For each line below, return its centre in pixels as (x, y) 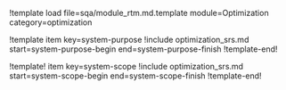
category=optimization (51, 22)
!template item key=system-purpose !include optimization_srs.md (129, 40)
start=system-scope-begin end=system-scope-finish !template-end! (135, 76)
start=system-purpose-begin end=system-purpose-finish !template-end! (143, 49)
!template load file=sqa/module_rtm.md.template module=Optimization (139, 13)
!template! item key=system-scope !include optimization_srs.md (126, 66)
